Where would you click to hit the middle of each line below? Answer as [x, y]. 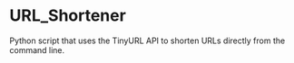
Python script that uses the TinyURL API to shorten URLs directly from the [147, 40]
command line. [37, 49]
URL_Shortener [68, 16]
